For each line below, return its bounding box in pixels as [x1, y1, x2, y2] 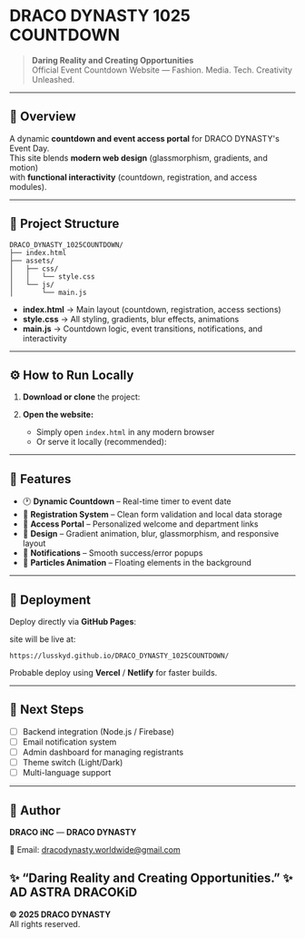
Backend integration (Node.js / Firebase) [22, 726, 175, 736]
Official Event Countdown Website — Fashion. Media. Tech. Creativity [31, 64, 293, 75]
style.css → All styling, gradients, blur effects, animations [22, 313, 240, 324]
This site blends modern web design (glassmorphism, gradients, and [9, 152, 268, 163]
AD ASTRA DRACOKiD [9, 884, 138, 900]
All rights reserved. [9, 918, 81, 929]
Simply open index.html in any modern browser [35, 427, 215, 438]
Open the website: [22, 410, 93, 420]
